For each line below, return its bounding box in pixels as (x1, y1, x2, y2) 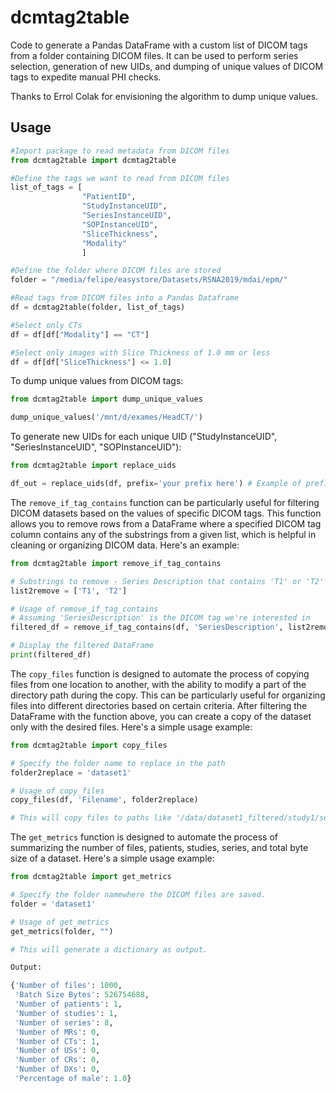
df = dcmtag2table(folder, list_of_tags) (10, 302, 186, 312)
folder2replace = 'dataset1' (10, 767, 132, 778)
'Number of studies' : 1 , (14, 1008, 118, 1018)
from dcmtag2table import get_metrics (10, 872, 172, 882)
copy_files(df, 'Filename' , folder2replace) (10, 795, 199, 805)
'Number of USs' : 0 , (14, 1046, 101, 1056)
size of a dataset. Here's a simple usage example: (10, 852, 215, 865)
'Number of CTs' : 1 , (14, 1036, 101, 1046)
